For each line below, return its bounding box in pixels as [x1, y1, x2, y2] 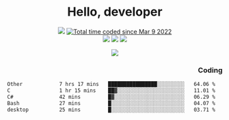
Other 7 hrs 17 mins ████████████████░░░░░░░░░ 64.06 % [7, 81, 215, 88]
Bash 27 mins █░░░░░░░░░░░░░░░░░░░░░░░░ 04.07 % [7, 100, 215, 106]
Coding [198, 65, 223, 75]
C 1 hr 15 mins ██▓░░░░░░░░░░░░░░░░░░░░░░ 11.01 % [7, 87, 215, 94]
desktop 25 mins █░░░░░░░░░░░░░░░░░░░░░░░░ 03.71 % [7, 106, 215, 113]
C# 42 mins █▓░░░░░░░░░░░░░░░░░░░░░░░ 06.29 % [7, 93, 215, 100]
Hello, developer [67, 4, 163, 20]
